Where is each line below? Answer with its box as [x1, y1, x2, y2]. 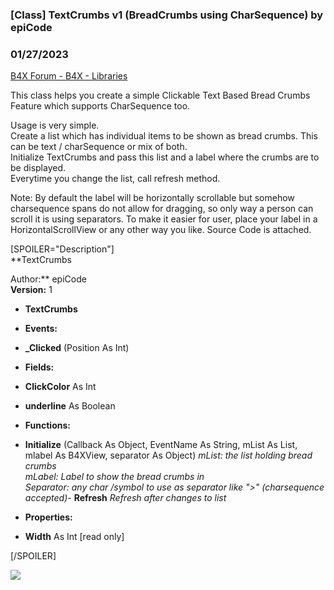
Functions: [24, 419, 71, 432]
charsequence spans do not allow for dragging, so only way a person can [10, 203, 314, 215]
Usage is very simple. [10, 119, 100, 132]
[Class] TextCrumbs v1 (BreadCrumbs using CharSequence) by [10, 8, 324, 22]
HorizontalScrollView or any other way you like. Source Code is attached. [10, 224, 312, 236]
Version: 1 [10, 284, 53, 296]
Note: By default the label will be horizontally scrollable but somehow [10, 192, 295, 204]
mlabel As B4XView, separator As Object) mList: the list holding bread [24, 449, 313, 462]
